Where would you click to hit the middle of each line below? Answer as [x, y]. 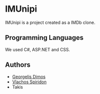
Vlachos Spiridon [29, 82]
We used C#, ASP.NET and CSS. [38, 49]
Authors [18, 65]
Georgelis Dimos [29, 76]
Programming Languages [44, 38]
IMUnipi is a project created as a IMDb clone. [50, 22]
